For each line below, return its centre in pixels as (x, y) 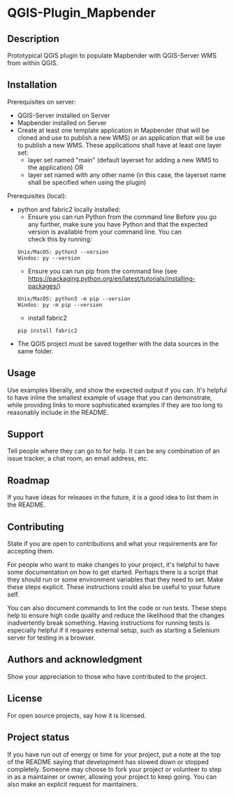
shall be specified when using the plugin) (87, 182)
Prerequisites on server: (42, 101)
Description (33, 39)
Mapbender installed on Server (62, 122)
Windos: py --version (49, 258)
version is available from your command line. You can (105, 232)
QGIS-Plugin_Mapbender (81, 13)
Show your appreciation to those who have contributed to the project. (107, 676)
